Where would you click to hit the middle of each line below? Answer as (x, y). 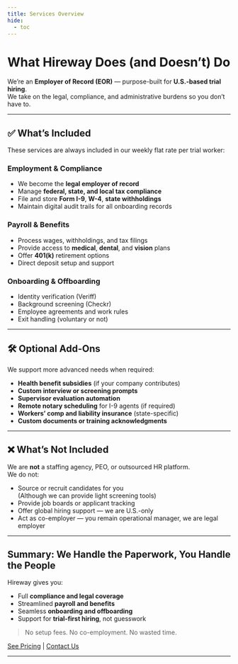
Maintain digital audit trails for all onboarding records (95, 207)
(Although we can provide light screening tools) (87, 496)
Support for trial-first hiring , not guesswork (82, 619)
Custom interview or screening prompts (78, 391)
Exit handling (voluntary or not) (63, 319)
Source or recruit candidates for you (70, 488)
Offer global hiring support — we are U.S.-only (85, 510)
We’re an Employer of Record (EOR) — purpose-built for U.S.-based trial (114, 81)
